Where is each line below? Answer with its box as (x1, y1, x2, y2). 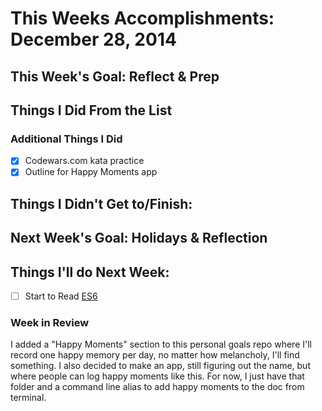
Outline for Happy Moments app (24, 166, 158, 178)
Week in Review (10, 315, 90, 329)
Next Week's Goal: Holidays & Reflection (10, 230, 268, 247)
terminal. (10, 392, 47, 404)
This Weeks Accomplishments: (10, 7, 275, 30)
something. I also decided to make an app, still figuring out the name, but (10, 360, 311, 372)
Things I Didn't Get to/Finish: (10, 195, 193, 212)
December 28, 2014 (10, 28, 177, 51)
